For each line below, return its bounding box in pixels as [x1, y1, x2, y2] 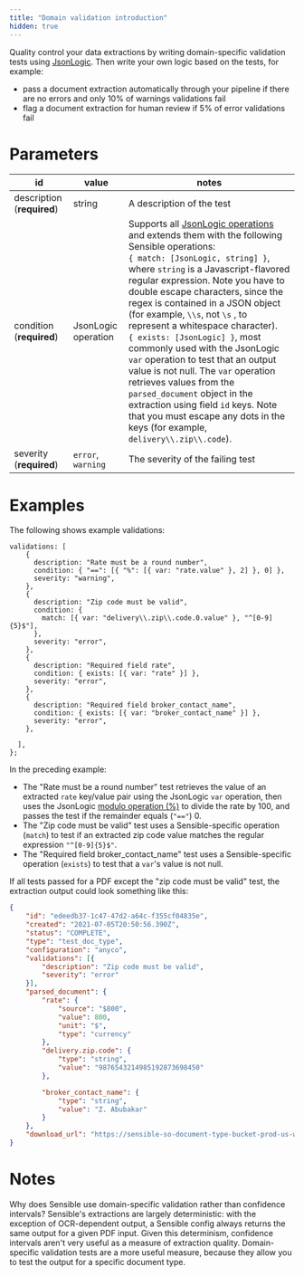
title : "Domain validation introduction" [9, 13, 168, 23]
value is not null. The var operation [128, 365, 276, 377]
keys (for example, [128, 422, 208, 434]
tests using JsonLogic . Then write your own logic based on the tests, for [9, 56, 279, 67]
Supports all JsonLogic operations [128, 218, 274, 231]
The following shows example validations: [9, 525, 166, 536]
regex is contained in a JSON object [128, 297, 281, 309]
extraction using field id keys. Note [128, 399, 278, 412]
